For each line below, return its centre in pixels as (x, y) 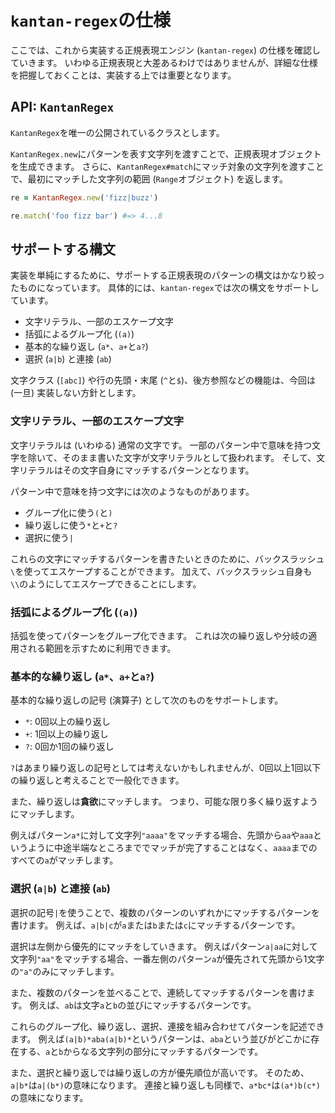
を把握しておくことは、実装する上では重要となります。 (123, 75)
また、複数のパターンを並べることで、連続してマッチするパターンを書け (158, 992)
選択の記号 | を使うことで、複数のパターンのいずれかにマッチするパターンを (165, 912)
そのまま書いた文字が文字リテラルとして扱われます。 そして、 (189, 457)
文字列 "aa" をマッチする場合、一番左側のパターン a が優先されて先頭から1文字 (167, 958)
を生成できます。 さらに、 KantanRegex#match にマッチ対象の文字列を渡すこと (167, 166)
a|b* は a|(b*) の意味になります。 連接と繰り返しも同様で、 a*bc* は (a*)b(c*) (165, 1085)
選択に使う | (49, 537)
